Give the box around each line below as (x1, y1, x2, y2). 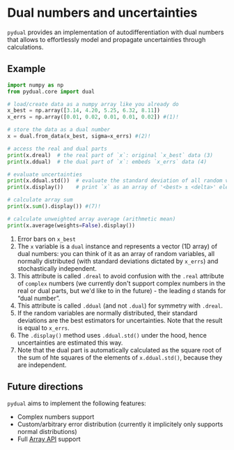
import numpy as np (7, 82, 64, 89)
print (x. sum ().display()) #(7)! (7, 203, 101, 210)
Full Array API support (17, 435, 81, 444)
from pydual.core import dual (7, 88, 95, 95)
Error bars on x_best (17, 234, 77, 243)
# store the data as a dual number (7, 126, 111, 133)
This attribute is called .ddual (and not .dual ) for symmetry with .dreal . (17, 301, 223, 310)
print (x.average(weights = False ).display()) (7, 222, 136, 229)
